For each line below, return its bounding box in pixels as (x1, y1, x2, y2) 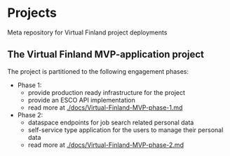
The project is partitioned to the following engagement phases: (7, 67, 189, 75)
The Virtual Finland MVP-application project (7, 48, 205, 60)
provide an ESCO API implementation (27, 96, 135, 104)
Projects (7, 5, 57, 21)
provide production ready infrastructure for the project (27, 88, 186, 96)
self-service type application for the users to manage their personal (27, 125, 224, 134)
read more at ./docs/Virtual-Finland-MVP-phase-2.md (27, 141, 184, 149)
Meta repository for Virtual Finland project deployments (7, 28, 168, 37)
